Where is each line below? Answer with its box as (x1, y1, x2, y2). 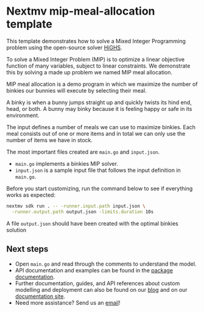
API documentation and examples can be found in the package (15, 266, 174, 274)
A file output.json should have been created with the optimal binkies (6, 219, 178, 227)
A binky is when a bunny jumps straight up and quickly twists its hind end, (6, 99, 192, 106)
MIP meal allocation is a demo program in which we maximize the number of (6, 80, 198, 88)
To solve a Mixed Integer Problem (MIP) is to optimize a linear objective (6, 55, 185, 63)
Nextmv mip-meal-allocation (6, 4, 155, 18)
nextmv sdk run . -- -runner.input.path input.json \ (6, 203, 146, 209)
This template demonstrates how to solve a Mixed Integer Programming (6, 37, 186, 44)
